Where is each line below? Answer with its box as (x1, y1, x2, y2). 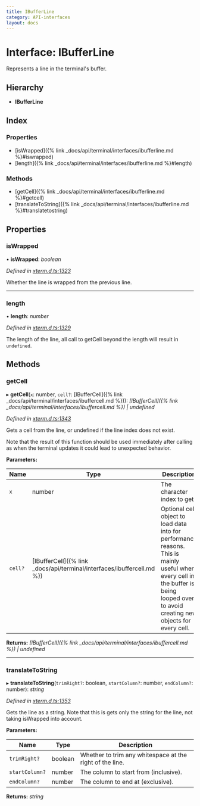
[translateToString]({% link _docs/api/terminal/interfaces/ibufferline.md (14, 201, 189, 208)
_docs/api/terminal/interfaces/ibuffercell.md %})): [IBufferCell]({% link (6, 397, 179, 404)
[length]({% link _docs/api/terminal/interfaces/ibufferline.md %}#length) (14, 159, 192, 167)
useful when (160, 564, 195, 572)
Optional (160, 505, 185, 513)
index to (160, 495, 183, 503)
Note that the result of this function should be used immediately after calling (6, 438, 193, 445)
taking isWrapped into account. (6, 715, 83, 723)
